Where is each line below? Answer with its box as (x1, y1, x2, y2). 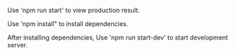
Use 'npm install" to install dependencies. (7, 20, 129, 28)
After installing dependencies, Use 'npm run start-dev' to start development (7, 33, 229, 42)
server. (7, 41, 28, 49)
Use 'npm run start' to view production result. (7, 6, 140, 14)
